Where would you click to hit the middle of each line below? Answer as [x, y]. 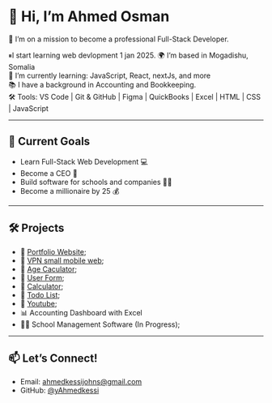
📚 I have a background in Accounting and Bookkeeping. [102, 84]
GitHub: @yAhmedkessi [59, 390]
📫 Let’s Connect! [53, 358]
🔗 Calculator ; [42, 286]
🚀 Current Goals [49, 141]
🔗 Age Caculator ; [49, 269]
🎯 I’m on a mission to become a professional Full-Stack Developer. [119, 39]
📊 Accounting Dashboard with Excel [81, 312]
